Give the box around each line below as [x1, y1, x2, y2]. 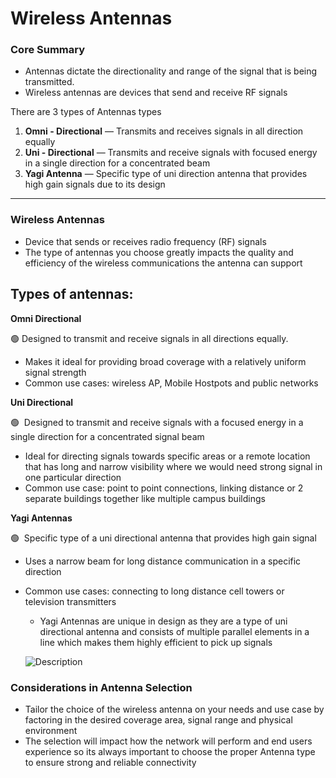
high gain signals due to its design [24, 178, 166, 191]
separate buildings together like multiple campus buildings [24, 492, 266, 504]
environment [24, 724, 78, 736]
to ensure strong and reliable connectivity [24, 756, 197, 768]
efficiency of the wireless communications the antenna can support [24, 257, 303, 269]
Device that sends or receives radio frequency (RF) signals [24, 235, 267, 247]
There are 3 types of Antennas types [10, 106, 162, 118]
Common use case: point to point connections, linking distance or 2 [24, 482, 304, 494]
